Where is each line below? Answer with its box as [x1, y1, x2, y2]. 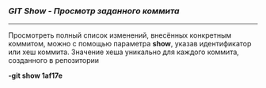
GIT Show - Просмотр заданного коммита [8, 5, 180, 16]
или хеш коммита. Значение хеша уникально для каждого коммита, [8, 47, 240, 57]
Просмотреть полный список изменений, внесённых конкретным [8, 31, 232, 40]
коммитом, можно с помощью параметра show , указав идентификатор [8, 39, 252, 49]
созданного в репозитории [8, 56, 100, 65]
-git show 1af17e [8, 71, 63, 80]
